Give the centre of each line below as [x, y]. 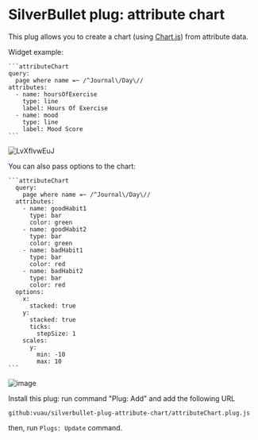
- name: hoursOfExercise [56, 94]
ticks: [40, 326]
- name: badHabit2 [53, 271]
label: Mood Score [53, 129]
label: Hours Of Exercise [65, 108]
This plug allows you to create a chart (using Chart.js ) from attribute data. [128, 37]
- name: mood [37, 115]
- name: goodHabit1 [55, 208]
